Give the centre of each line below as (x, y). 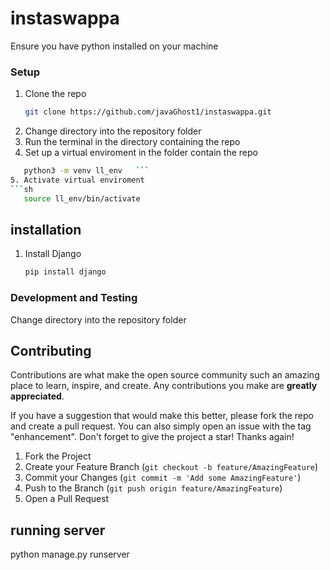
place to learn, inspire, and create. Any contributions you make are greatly (164, 386)
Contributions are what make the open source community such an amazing (165, 375)
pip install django (65, 272)
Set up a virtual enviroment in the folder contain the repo (141, 153)
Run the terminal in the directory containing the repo (132, 142)
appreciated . (37, 396)
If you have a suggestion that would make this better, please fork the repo (162, 416)
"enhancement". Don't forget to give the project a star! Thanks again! (152, 437)
